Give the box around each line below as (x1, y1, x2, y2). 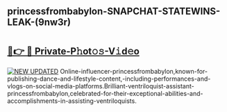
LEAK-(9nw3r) (7, 17, 72, 29)
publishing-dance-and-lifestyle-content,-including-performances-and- (7, 74, 211, 83)
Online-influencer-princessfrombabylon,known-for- (60, 67, 208, 75)
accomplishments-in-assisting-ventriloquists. (7, 97, 137, 105)
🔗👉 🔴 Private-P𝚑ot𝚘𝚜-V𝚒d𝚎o (7, 45, 140, 57)
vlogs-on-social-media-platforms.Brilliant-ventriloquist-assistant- (7, 82, 194, 90)
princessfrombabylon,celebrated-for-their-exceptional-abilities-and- (7, 90, 203, 97)
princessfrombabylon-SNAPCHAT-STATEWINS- (7, 6, 221, 17)
